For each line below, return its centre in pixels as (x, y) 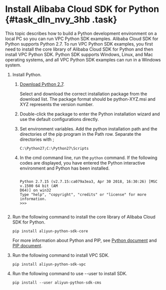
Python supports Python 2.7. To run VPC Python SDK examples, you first (79, 44)
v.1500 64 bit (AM (39, 186)
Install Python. (27, 74)
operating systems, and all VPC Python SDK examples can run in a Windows (83, 59)
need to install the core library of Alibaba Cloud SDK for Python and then (79, 49)
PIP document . (27, 245)
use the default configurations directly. (59, 119)
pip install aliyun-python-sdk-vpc (49, 264)
